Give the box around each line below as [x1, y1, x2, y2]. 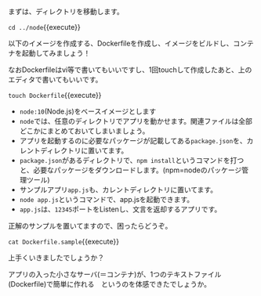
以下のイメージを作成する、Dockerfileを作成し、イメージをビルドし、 [8, 38, 234, 48]
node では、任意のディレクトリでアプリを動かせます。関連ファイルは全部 [19, 117, 253, 125]
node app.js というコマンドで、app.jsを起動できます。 [19, 195, 194, 204]
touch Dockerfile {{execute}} [8, 91, 102, 99]
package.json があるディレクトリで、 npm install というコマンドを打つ [19, 156, 245, 164]
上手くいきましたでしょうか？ [8, 253, 104, 262]
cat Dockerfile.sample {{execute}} [8, 237, 120, 246]
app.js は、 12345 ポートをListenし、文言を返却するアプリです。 [19, 204, 222, 214]
